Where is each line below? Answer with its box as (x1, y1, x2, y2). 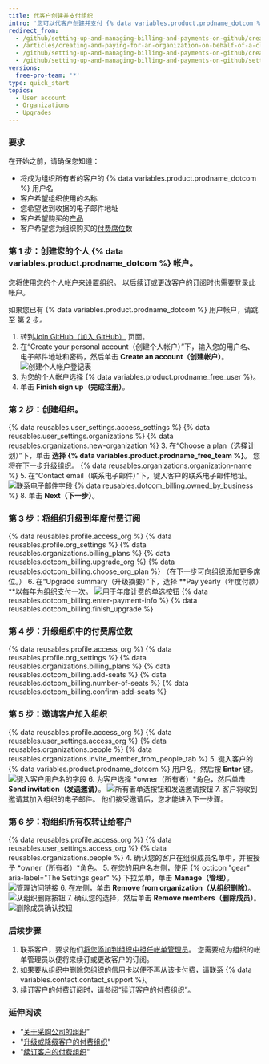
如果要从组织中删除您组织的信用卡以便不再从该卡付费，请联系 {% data (19, 965, 252, 975)
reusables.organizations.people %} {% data (8, 744, 152, 754)
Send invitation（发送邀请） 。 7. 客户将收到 (8, 784, 258, 794)
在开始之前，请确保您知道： (8, 156, 100, 166)
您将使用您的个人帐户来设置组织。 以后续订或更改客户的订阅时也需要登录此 (8, 278, 256, 287)
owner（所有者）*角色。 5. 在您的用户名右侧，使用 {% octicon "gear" (20, 863, 251, 873)
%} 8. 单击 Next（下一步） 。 (8, 490, 100, 500)
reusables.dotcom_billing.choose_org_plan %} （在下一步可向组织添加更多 (8, 567, 254, 576)
